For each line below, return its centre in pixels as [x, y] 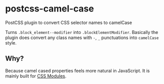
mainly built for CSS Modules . [36, 76]
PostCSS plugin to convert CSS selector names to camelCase [69, 22]
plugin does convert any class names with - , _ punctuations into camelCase [82, 37]
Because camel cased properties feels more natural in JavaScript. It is [77, 70]
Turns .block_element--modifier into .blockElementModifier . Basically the [82, 32]
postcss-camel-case [50, 9]
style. [11, 42]
